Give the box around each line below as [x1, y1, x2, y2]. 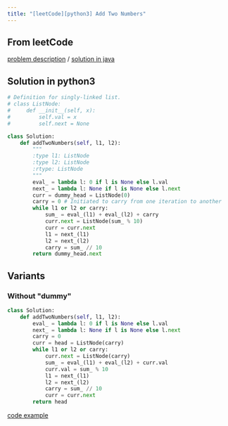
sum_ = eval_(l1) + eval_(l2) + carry [44, 212, 159, 219]
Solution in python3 [7, 75, 96, 87]
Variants [7, 270, 46, 282]
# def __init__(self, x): [7, 107, 96, 114]
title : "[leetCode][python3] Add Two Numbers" [7, 10, 146, 18]
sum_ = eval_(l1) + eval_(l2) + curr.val [44, 359, 169, 366]
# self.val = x [7, 113, 77, 120]
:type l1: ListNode [32, 153, 90, 160]
